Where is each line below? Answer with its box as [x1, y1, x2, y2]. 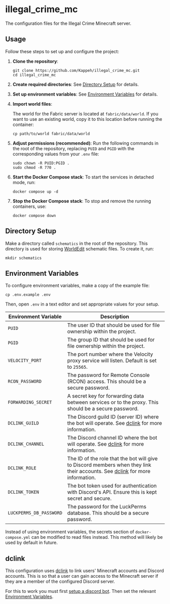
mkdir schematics [5, 255, 42, 261]
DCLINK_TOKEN [8, 489, 39, 495]
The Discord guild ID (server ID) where [67, 413, 159, 420]
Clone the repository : [12, 58, 59, 64]
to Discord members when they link [67, 461, 152, 468]
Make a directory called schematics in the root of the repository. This [5, 240, 148, 246]
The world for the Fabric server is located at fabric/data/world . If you [12, 110, 158, 117]
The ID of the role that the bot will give [67, 455, 158, 462]
